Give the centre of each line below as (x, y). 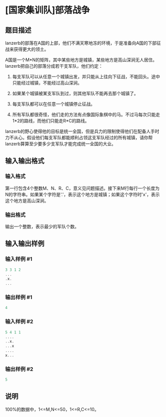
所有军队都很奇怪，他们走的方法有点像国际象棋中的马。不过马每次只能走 (86, 114)
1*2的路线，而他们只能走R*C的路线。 (51, 121)
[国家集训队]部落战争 (48, 10)
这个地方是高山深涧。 (27, 201)
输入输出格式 (25, 161)
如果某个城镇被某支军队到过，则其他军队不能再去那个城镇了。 (75, 93)
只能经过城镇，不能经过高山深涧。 (47, 83)
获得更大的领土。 (31, 49)
